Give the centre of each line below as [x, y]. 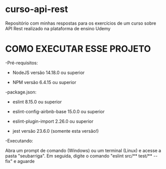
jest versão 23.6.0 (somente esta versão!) [56, 131]
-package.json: [21, 92]
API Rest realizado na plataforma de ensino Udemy [58, 28]
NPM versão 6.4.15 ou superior [44, 82]
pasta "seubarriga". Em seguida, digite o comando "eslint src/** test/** [79, 156]
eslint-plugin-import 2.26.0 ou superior [53, 121]
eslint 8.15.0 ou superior [37, 102]
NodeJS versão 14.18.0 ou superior [49, 72]
